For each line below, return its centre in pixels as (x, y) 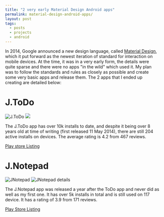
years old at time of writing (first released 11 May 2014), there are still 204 (79, 131)
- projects (21, 32)
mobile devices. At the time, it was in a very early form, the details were (77, 62)
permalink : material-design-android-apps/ (49, 14)
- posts (17, 28)
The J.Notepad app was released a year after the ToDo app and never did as (82, 189)
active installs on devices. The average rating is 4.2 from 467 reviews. (76, 136)
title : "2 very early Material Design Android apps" (60, 10)
